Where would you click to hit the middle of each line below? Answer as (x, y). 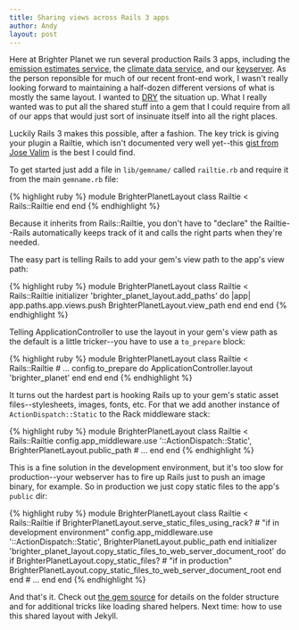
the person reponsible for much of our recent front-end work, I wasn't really (149, 79)
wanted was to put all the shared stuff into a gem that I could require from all (150, 107)
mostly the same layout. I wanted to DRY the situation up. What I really (138, 97)
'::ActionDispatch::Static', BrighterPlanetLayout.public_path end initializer (143, 542)
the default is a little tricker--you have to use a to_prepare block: (128, 342)
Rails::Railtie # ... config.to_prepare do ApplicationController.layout (131, 369)
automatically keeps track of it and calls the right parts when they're (158, 233)
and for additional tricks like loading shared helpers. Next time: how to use (146, 607)
